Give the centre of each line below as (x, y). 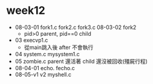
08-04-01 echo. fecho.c (45, 68)
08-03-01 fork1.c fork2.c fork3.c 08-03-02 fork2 (76, 27)
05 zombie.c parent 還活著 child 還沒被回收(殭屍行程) (81, 61)
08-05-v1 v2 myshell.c (43, 74)
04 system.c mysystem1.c (47, 54)
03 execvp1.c (31, 40)
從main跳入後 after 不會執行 (59, 47)
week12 (26, 11)
